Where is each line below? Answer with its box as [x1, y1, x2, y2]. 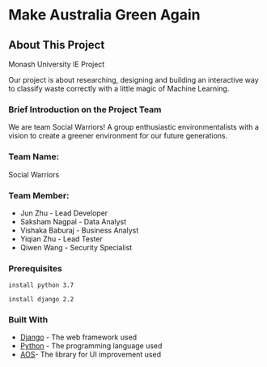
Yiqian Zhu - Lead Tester [19, 233, 103, 244]
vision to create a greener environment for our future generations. [8, 131, 228, 141]
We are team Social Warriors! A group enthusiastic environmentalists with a [8, 122, 259, 132]
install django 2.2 [8, 296, 74, 304]
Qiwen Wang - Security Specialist [19, 242, 133, 252]
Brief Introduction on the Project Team [8, 104, 162, 115]
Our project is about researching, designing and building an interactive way [8, 75, 259, 84]
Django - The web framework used [19, 332, 138, 342]
